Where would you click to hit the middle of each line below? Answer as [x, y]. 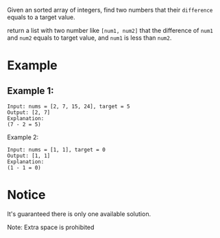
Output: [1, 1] [29, 156]
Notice [26, 195]
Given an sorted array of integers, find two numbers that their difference [110, 10]
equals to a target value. [41, 17]
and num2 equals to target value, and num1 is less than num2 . [89, 38]
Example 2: [23, 137]
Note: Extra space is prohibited [51, 227]
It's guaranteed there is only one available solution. [79, 214]
